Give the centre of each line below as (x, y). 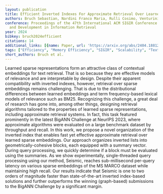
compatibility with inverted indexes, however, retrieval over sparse (71, 84)
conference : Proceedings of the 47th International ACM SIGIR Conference (81, 23)
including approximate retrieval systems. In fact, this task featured (71, 115)
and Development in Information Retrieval (53, 28)
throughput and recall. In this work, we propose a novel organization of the (80, 130)
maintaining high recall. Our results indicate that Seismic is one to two (75, 171)
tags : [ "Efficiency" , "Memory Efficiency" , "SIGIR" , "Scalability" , (76, 50)
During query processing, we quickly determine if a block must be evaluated (81, 150)
